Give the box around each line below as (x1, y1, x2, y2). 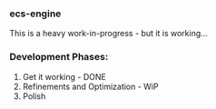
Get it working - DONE (22, 71, 106, 82)
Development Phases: (9, 51, 109, 64)
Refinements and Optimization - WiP (22, 81, 159, 92)
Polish (22, 90, 46, 102)
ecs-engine (9, 7, 62, 20)
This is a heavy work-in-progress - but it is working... (9, 28, 209, 39)
